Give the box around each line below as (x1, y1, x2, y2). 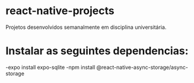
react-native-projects (5, 4, 115, 18)
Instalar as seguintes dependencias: (5, 44, 189, 58)
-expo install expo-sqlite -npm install (5, 64, 96, 71)
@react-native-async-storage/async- (96, 64, 188, 71)
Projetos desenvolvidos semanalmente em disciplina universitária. (5, 24, 167, 31)
